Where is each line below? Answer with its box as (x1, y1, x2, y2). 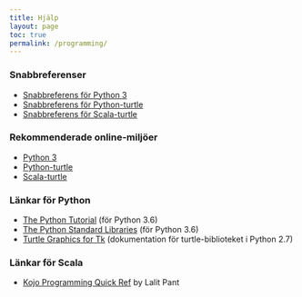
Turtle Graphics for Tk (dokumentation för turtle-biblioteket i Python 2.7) (22, 233, 294, 245)
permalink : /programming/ (9, 38, 107, 48)
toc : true (9, 30, 47, 39)
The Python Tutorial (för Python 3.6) (22, 214, 158, 225)
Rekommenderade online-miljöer (9, 131, 158, 144)
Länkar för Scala (9, 256, 84, 269)
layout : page (9, 22, 59, 31)
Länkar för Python (9, 193, 91, 206)
